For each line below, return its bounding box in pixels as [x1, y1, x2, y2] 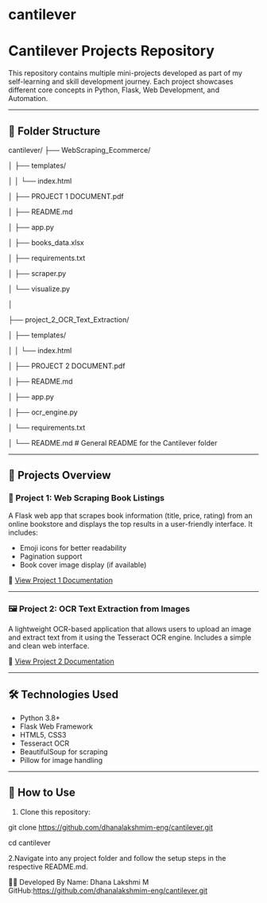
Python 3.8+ [19, 713, 61, 722]
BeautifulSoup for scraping [19, 746, 109, 757]
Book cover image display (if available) [19, 559, 147, 570]
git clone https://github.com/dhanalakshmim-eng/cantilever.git [8, 822, 213, 832]
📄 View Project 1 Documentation [8, 575, 114, 585]
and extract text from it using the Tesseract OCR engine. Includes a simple [8, 632, 252, 642]
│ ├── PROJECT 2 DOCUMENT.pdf [8, 360, 126, 371]
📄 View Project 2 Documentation [8, 656, 115, 666]
